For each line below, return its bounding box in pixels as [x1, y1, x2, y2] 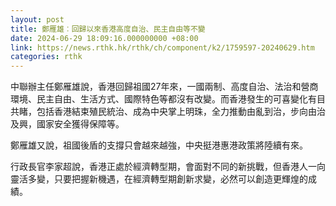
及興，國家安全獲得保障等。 [10, 118, 125, 130]
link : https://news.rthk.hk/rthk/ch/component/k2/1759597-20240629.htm [10, 42, 315, 53]
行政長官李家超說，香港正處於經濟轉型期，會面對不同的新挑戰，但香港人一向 [10, 161, 326, 173]
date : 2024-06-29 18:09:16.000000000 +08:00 [10, 33, 199, 43]
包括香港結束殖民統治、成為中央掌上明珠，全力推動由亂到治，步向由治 [36, 106, 326, 118]
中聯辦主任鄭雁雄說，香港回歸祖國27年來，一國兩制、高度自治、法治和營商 [10, 81, 319, 93]
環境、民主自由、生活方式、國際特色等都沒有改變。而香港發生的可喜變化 [10, 93, 308, 105]
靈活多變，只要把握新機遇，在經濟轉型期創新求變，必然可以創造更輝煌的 [10, 173, 308, 185]
